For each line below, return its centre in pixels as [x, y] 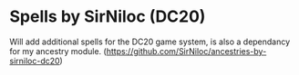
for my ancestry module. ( [58, 51]
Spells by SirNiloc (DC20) [108, 17]
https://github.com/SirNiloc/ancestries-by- [186, 51]
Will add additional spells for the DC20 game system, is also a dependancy [150, 42]
